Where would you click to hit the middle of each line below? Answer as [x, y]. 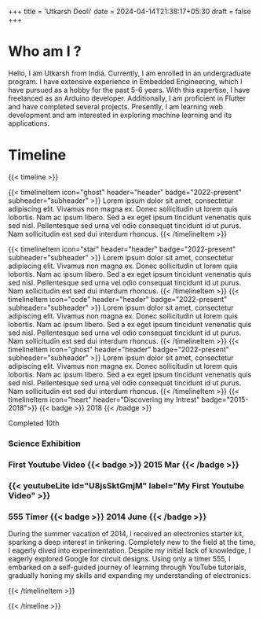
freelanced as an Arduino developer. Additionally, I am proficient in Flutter [127, 98]
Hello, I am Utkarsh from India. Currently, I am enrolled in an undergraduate [130, 73]
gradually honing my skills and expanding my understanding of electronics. [130, 575]
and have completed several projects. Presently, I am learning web [116, 106]
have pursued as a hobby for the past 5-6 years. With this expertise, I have [129, 90]
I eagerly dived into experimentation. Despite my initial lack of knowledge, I [130, 550]
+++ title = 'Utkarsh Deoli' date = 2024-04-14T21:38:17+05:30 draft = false [130, 11]
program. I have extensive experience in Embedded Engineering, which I [125, 81]
